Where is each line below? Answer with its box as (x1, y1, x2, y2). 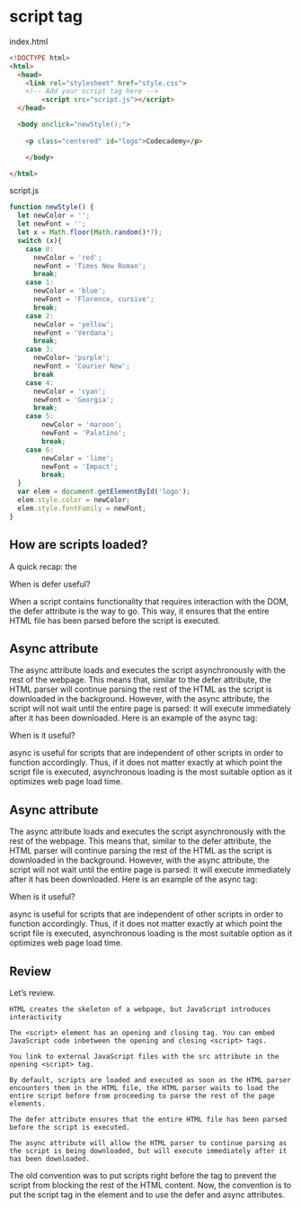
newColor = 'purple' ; (32, 354, 111, 363)
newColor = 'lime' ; (41, 453, 115, 462)
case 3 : (25, 345, 54, 354)
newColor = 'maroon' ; (41, 420, 123, 429)
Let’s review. (9, 987, 56, 998)
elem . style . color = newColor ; (17, 496, 130, 505)
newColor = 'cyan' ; (32, 387, 106, 396)
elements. (9, 1099, 47, 1108)
